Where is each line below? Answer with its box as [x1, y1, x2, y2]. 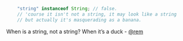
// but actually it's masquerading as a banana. [17, 17, 142, 23]
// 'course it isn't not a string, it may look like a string [17, 11, 177, 17]
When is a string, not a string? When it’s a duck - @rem [6, 28, 144, 35]
